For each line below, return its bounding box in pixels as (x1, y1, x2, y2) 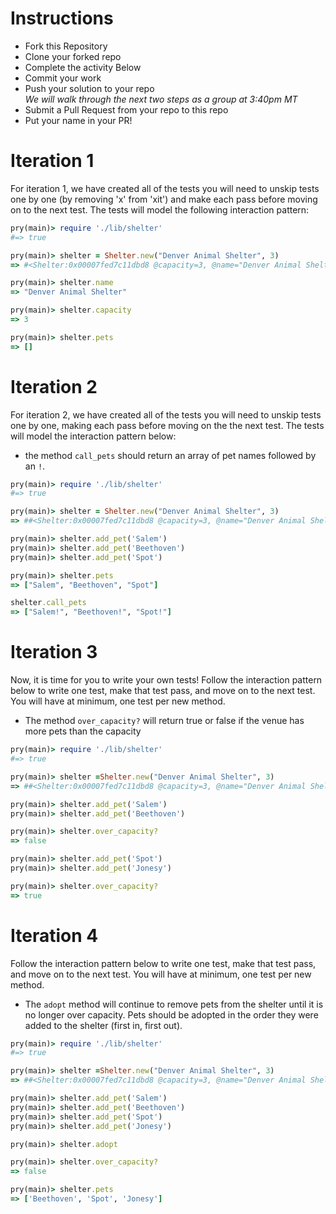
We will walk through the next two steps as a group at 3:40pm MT (24, 93, 298, 105)
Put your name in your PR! (24, 114, 133, 126)
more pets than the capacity (24, 725, 142, 737)
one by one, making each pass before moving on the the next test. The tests (10, 419, 325, 431)
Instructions (10, 7, 114, 30)
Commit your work (24, 72, 102, 84)
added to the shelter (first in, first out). (24, 1019, 183, 1031)
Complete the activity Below (24, 61, 142, 73)
